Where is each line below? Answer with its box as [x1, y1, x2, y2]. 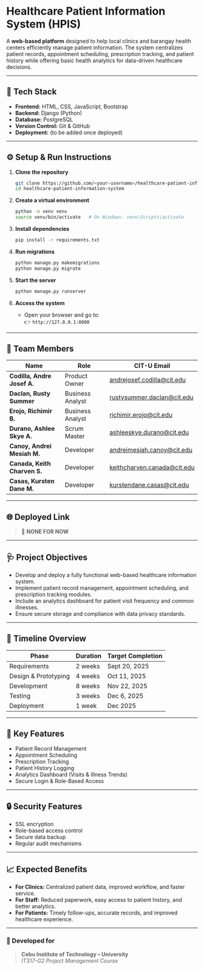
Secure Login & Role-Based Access [15, 777, 104, 784]
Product [64, 372, 88, 380]
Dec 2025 [107, 701, 137, 710]
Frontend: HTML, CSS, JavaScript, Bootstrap [15, 102, 129, 110]
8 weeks [75, 681, 100, 690]
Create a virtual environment [15, 197, 90, 204]
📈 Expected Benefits [6, 864, 87, 874]
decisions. [6, 63, 32, 71]
